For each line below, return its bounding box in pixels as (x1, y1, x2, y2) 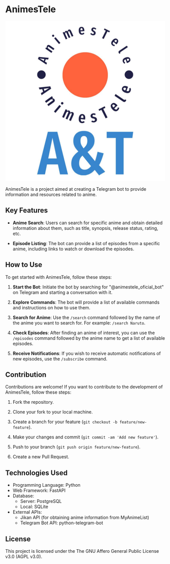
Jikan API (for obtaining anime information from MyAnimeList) (20, 515, 150, 521)
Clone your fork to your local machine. (12, 409, 93, 415)
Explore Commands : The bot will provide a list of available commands (12, 299, 160, 305)
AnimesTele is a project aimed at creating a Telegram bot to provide (5, 186, 147, 192)
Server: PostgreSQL (20, 498, 62, 504)
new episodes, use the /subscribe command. (12, 355, 108, 362)
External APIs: (12, 509, 42, 515)
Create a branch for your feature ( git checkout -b (12, 419, 118, 425)
